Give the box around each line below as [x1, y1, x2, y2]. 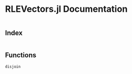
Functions [5, 51, 37, 60]
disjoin [5, 64, 21, 69]
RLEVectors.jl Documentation [5, 3, 128, 15]
